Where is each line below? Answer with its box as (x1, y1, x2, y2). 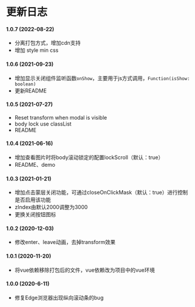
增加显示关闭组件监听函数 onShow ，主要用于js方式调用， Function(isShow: (14, 74, 190, 81)
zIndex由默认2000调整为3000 (14, 204, 88, 211)
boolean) (14, 81, 36, 87)
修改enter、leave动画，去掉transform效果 (14, 239, 116, 246)
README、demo (14, 161, 56, 168)
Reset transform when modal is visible (14, 114, 107, 121)
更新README (14, 87, 47, 94)
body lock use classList (14, 120, 72, 127)
